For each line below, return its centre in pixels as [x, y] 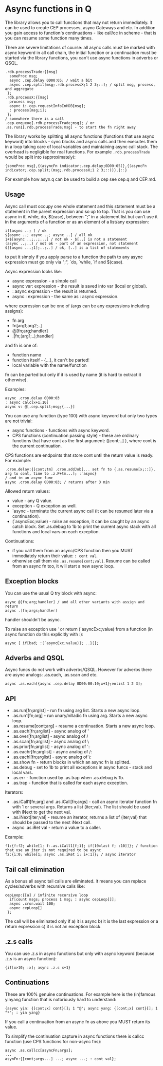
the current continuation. [37, 446]
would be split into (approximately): [40, 157]
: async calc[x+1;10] [27, 402]
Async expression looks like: [34, 271]
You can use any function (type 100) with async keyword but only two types [81, 415]
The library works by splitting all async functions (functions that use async [80, 136]
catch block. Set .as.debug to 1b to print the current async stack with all [84, 526]
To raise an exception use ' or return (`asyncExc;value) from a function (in [79, 629]
